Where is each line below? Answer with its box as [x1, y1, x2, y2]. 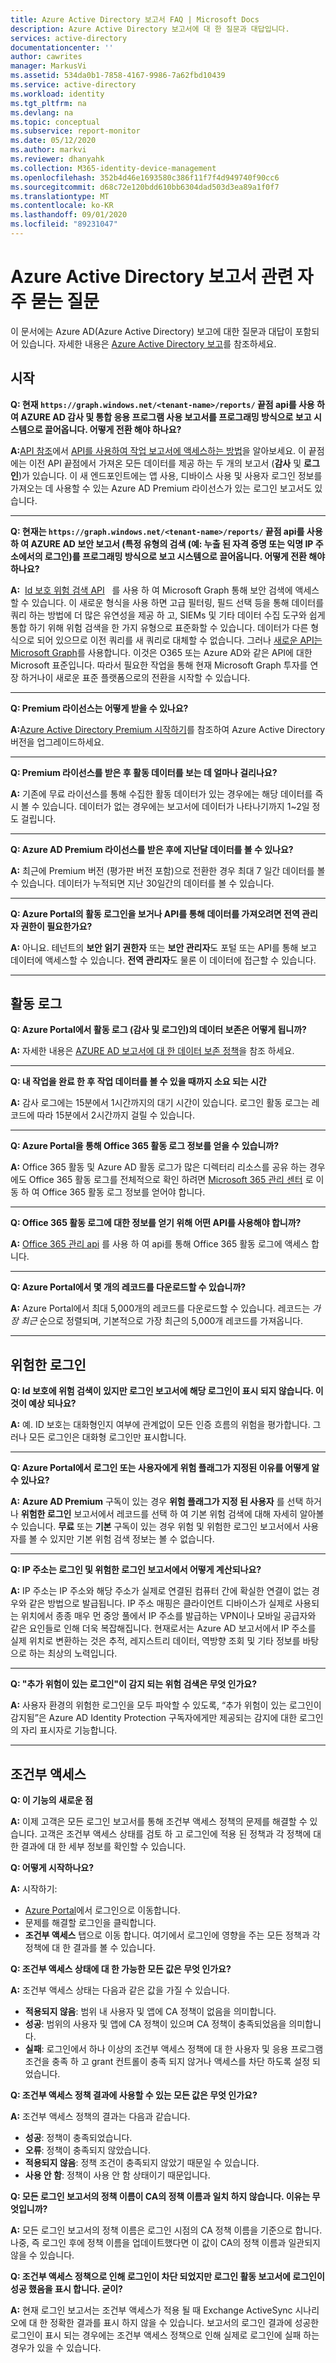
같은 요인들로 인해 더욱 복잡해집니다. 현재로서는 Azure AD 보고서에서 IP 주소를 [10, 1622, 317, 1635]
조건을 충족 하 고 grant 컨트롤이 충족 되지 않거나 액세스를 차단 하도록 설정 [24, 2056, 311, 2068]
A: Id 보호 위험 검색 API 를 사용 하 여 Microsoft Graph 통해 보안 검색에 [10, 584, 293, 596]
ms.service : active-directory [10, 80, 137, 90]
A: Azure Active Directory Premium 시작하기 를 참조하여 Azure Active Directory [10, 723, 326, 735]
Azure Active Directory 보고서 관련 [10, 266, 294, 288]
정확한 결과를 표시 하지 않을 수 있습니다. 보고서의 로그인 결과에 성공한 [49, 2317, 320, 2329]
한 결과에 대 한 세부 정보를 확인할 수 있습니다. [10, 1841, 187, 1853]
